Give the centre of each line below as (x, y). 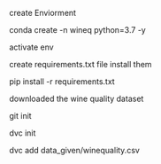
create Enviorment (43, 13)
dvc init (23, 133)
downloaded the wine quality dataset (77, 98)
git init (21, 116)
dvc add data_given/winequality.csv (74, 150)
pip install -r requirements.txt (62, 82)
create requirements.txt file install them (80, 64)
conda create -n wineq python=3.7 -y (77, 30)
